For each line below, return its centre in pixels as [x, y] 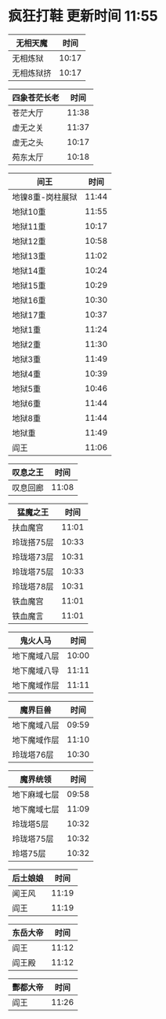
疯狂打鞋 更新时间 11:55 [83, 16]
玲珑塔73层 [33, 557]
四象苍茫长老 [36, 98]
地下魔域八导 [36, 670]
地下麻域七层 [36, 794]
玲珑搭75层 [33, 542]
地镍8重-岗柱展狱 [45, 197]
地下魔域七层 [36, 809]
